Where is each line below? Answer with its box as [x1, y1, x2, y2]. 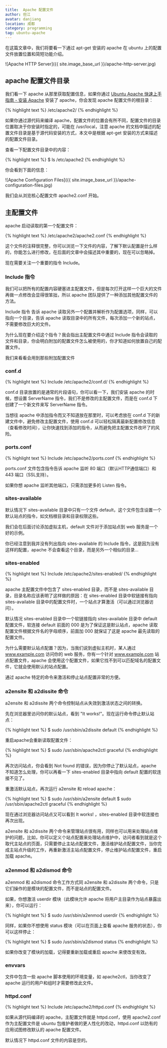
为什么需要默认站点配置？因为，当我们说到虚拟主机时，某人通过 [5, 645, 136, 651]
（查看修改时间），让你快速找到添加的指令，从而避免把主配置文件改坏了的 [5, 425, 156, 431]
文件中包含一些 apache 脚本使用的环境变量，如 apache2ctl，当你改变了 [5, 974, 152, 980]
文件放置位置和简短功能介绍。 [5, 51, 66, 57]
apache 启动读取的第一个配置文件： [5, 222, 79, 228]
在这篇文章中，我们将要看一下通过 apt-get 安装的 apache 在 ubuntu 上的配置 [5, 45, 162, 50]
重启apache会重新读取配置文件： [5, 737, 73, 743]
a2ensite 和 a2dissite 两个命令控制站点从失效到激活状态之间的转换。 [5, 700, 145, 706]
